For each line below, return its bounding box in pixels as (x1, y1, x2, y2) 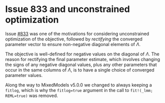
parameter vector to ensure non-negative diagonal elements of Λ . (5, 41, 141, 47)
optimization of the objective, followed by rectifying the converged (5, 36, 143, 42)
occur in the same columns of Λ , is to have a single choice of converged (5, 66, 154, 73)
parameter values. (5, 72, 43, 78)
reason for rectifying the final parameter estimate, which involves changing (5, 56, 160, 62)
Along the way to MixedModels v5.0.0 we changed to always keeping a (5, 81, 152, 88)
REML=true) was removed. (5, 92, 59, 98)
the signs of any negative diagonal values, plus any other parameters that (5, 61, 157, 67)
